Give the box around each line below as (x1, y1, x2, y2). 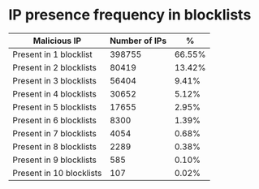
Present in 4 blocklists (12, 88, 97, 99)
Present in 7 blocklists (12, 127, 97, 139)
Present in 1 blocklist (12, 49, 93, 60)
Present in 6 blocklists (12, 114, 97, 126)
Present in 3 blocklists (12, 75, 97, 86)
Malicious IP (32, 35, 82, 46)
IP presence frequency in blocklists (8, 6, 252, 24)
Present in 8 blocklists (12, 140, 97, 152)
